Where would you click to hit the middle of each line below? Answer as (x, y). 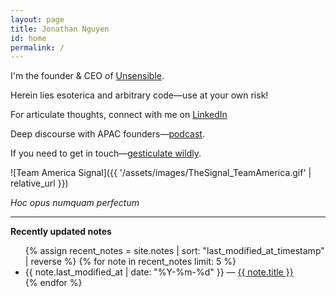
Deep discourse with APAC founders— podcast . (107, 134)
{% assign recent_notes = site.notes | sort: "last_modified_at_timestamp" (174, 251)
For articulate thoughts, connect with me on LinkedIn (119, 115)
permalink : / (37, 47)
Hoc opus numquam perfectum (75, 203)
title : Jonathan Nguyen (60, 29)
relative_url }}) (39, 183)
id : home (28, 38)
